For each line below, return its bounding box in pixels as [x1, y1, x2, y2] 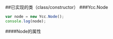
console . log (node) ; [5, 19, 46, 24]
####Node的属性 [5, 28, 41, 34]
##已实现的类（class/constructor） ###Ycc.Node [5, 4, 108, 10]
